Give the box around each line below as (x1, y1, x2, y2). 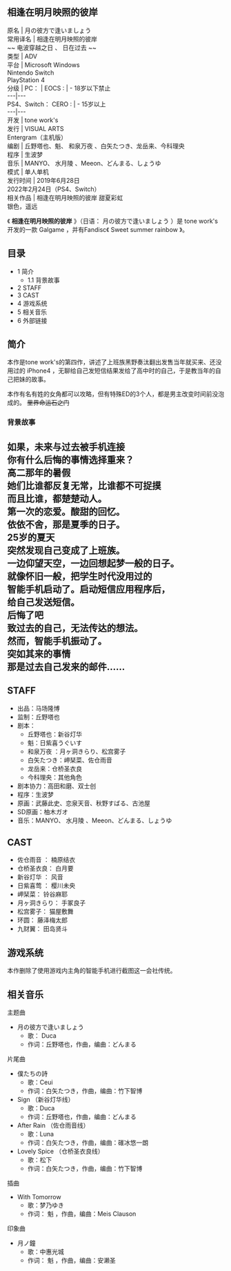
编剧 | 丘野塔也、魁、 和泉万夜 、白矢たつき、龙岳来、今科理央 (7, 141, 185, 150)
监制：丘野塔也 (17, 713, 60, 721)
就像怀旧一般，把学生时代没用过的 (7, 570, 152, 582)
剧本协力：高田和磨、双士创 (17, 782, 97, 790)
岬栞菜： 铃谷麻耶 (17, 890, 68, 898)
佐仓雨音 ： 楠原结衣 (17, 856, 76, 864)
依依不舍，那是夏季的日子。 (7, 518, 125, 530)
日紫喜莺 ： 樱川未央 (17, 882, 76, 890)
